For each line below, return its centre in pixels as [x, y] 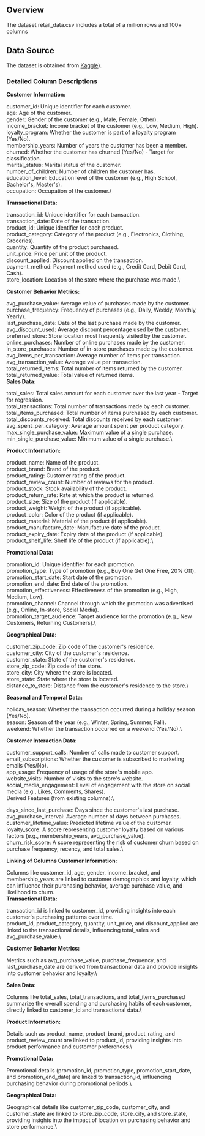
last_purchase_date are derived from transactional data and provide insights [102, 966]
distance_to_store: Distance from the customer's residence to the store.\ [97, 686]
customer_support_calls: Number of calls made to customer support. [93, 752]
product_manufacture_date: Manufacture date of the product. [84, 527]
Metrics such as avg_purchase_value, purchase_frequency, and [86, 960]
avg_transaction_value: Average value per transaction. [74, 362]
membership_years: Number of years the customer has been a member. [97, 145]
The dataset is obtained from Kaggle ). [54, 65]
